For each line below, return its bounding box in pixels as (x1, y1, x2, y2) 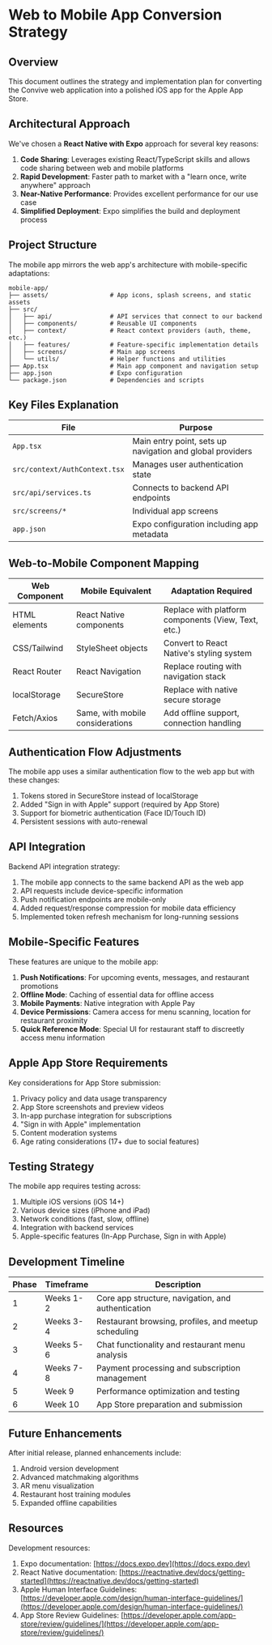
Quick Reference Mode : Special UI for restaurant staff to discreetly (19, 1024, 245, 1033)
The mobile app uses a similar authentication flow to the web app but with (8, 767, 255, 777)
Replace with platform (163, 604, 247, 616)
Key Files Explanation (8, 398, 119, 412)
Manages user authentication (132, 459, 244, 471)
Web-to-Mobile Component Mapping (8, 556, 200, 570)
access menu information (19, 1033, 105, 1042)
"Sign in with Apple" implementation (19, 1119, 141, 1129)
